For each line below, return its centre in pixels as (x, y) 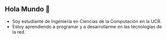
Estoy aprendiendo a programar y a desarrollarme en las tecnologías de (87, 26)
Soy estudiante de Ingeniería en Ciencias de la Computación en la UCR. (87, 21)
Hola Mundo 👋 (27, 9)
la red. (19, 32)
